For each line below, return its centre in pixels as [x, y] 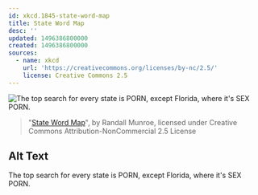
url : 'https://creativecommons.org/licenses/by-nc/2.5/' [121, 68]
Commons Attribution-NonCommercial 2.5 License [112, 131]
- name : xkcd [37, 61]
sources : [23, 53]
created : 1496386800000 [48, 46]
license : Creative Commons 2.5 [75, 75]
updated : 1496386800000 [48, 38]
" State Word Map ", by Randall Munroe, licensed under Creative [133, 122]
